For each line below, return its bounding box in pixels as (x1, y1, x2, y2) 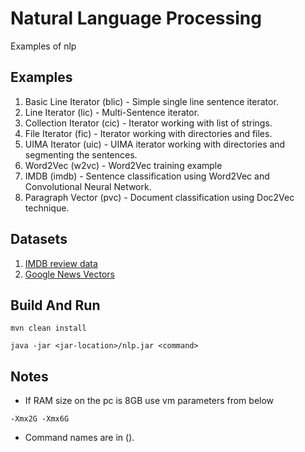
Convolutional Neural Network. (24, 180, 152, 192)
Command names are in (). (24, 432, 135, 444)
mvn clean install (10, 323, 87, 334)
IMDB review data (24, 257, 98, 269)
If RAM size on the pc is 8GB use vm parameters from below (24, 395, 275, 407)
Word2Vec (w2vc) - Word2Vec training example (24, 159, 223, 171)
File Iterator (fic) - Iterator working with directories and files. (24, 127, 273, 139)
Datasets (10, 231, 68, 248)
